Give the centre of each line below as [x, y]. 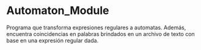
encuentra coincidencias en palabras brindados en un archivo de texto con [101, 34]
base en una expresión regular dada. [53, 40]
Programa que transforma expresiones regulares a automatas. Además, [96, 27]
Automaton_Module [58, 11]
